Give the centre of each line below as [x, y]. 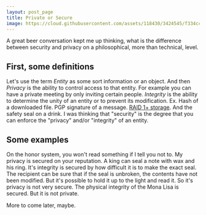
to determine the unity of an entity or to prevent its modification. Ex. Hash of [102, 101]
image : [15, 23]
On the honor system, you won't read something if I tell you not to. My [94, 154]
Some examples [38, 139]
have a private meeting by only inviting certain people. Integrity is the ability [102, 94]
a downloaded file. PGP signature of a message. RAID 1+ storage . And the [100, 107]
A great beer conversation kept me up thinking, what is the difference [94, 41]
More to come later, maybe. [41, 205]
